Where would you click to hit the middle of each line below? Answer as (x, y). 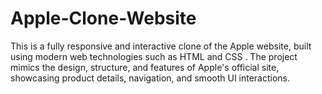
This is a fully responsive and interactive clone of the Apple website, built (161, 46)
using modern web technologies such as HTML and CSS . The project (154, 56)
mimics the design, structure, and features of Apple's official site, (145, 67)
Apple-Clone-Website (103, 18)
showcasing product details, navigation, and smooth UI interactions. (150, 78)
